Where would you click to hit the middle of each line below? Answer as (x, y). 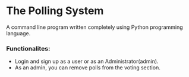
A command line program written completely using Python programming (94, 27)
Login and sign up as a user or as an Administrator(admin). (86, 61)
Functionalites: (28, 48)
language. (18, 33)
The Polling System (55, 11)
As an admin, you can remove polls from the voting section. (87, 68)
